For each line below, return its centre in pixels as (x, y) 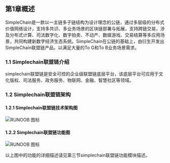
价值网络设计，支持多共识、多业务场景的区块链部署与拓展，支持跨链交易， (83, 28)
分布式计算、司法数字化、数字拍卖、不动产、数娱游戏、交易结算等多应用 (85, 35)
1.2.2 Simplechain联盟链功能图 (38, 132)
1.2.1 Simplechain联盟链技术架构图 (41, 107)
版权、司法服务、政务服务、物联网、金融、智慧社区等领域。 (72, 80)
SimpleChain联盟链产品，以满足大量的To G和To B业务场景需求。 (72, 48)
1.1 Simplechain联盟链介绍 (37, 62)
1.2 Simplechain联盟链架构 (38, 95)
